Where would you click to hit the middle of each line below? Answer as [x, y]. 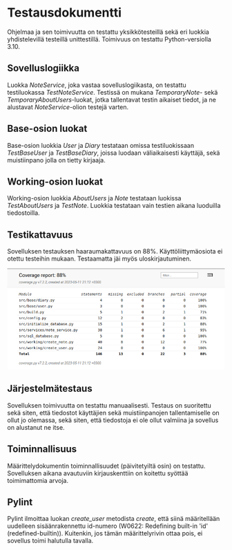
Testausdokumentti [65, 13]
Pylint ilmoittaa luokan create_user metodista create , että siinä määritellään [114, 519]
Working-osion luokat [55, 181]
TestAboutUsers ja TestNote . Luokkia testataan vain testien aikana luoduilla [114, 206]
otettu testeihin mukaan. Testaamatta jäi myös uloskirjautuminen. [99, 259]
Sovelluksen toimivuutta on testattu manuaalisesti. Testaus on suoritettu [109, 405]
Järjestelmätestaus [50, 389]
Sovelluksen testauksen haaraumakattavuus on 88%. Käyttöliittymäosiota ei [115, 252]
